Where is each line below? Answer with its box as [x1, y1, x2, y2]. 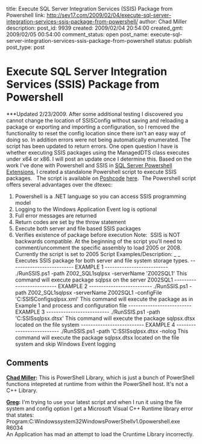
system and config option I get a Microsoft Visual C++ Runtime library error [6, 405, 194, 412]
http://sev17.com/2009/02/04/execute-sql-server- [46, 11, 172, 19]
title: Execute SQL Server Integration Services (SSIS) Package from [6, 5, 173, 12]
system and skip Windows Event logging [14, 340, 116, 347]
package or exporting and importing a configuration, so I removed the [6, 123, 180, 130]
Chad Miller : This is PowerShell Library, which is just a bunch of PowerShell [6, 374, 195, 381]
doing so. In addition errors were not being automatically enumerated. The [6, 136, 191, 143]
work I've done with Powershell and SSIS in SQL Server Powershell [6, 161, 172, 169]
